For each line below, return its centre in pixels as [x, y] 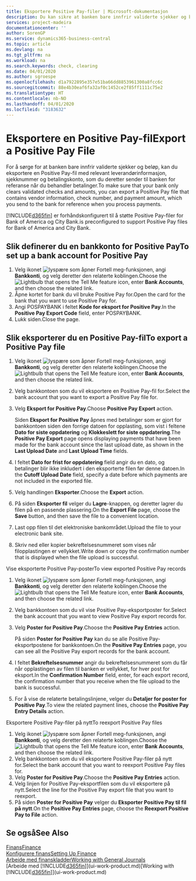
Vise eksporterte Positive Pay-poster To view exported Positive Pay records [96, 569]
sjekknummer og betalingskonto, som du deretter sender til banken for [91, 180]
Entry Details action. [39, 711]
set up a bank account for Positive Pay [77, 255]
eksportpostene [34, 645]
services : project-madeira [39, 22]
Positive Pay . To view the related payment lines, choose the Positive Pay [101, 705]
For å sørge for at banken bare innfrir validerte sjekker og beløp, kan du [92, 167]
